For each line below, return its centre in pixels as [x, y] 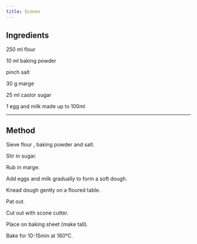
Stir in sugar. [21, 156]
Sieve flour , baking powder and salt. [50, 145]
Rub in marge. [23, 168]
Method [21, 130]
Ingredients [28, 36]
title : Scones [23, 11]
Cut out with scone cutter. [37, 213]
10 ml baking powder [31, 61]
